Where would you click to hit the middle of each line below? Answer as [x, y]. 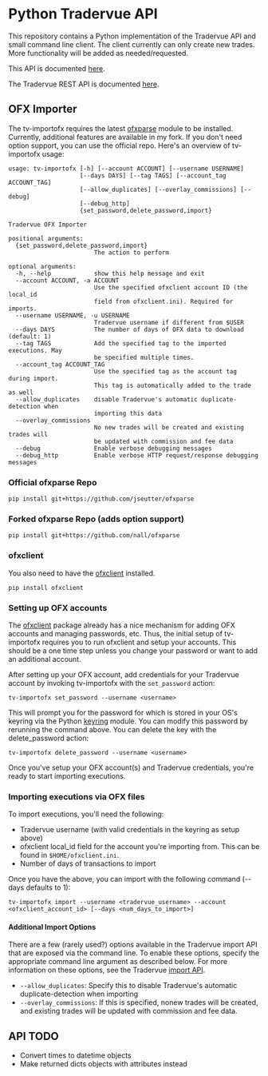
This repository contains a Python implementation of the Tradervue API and [132, 36]
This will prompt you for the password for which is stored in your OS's [123, 712]
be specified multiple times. [144, 357]
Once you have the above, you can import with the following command [124, 879]
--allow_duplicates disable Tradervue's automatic [106, 399]
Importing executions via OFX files [77, 796]
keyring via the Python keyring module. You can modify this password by [128, 721]
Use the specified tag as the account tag [166, 371]
